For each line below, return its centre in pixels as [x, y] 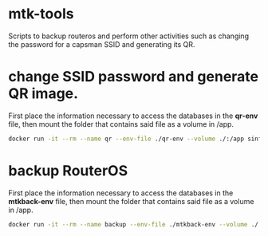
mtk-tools [41, 14]
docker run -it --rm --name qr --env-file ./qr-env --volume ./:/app [126, 139]
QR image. [43, 94]
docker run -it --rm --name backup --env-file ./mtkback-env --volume [128, 224]
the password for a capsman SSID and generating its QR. [102, 44]
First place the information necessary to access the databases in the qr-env [133, 116]
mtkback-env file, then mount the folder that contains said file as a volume [131, 201]
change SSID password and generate [134, 77]
